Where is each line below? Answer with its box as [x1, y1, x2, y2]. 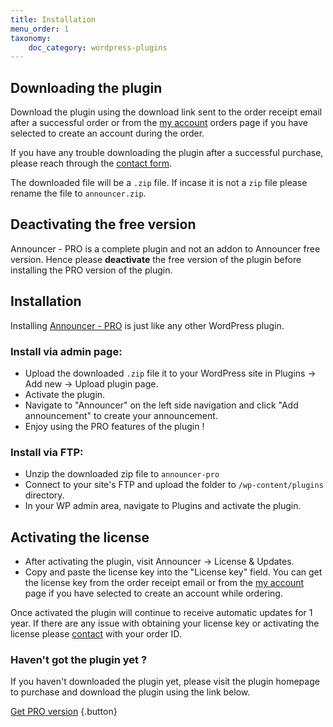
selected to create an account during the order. [10, 127, 205, 140]
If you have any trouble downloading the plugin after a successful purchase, [10, 147, 324, 159]
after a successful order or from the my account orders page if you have [10, 117, 308, 129]
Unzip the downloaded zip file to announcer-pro [24, 468, 220, 480]
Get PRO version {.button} [10, 706, 118, 718]
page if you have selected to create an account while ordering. [24, 587, 283, 600]
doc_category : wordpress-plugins [28, 42, 168, 53]
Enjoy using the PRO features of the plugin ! [24, 420, 205, 432]
